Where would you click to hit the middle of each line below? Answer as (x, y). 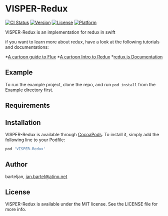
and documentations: (27, 47)
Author (16, 164)
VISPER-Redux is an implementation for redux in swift (60, 32)
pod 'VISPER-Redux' (25, 149)
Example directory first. (29, 90)
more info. (16, 210)
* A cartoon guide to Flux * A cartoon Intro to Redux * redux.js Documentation (84, 57)
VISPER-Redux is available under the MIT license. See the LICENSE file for (81, 204)
